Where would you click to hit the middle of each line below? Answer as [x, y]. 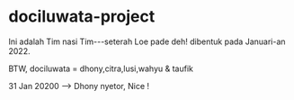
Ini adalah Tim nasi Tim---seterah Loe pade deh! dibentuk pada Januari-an [147, 41]
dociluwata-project [82, 17]
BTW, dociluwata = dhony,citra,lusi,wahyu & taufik [101, 68]
